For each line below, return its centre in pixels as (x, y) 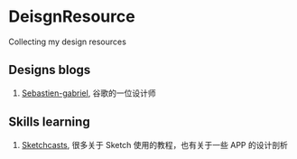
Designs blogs (50, 70)
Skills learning (50, 122)
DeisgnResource (72, 17)
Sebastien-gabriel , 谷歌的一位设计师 (89, 93)
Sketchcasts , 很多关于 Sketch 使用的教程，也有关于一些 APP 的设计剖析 (154, 145)
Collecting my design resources (68, 42)
